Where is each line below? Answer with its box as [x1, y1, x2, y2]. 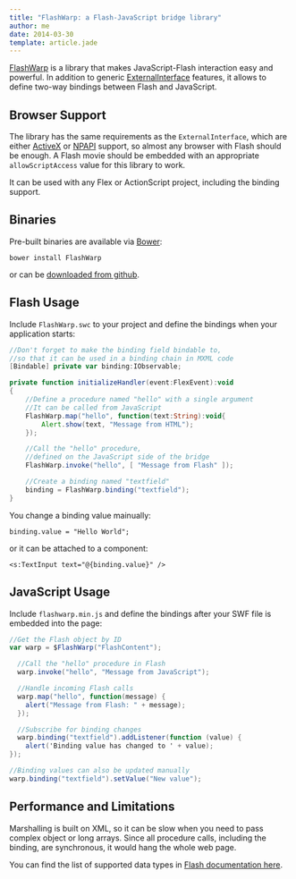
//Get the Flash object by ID [9, 635, 123, 644]
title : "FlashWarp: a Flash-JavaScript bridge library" [9, 13, 222, 22]
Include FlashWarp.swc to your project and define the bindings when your [9, 318, 278, 329]
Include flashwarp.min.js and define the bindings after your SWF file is [9, 608, 272, 619]
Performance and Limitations [9, 799, 175, 815]
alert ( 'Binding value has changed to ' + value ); [25, 741, 215, 751]
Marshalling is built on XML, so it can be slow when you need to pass [9, 823, 264, 833]
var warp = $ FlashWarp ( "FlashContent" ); [9, 643, 163, 653]
